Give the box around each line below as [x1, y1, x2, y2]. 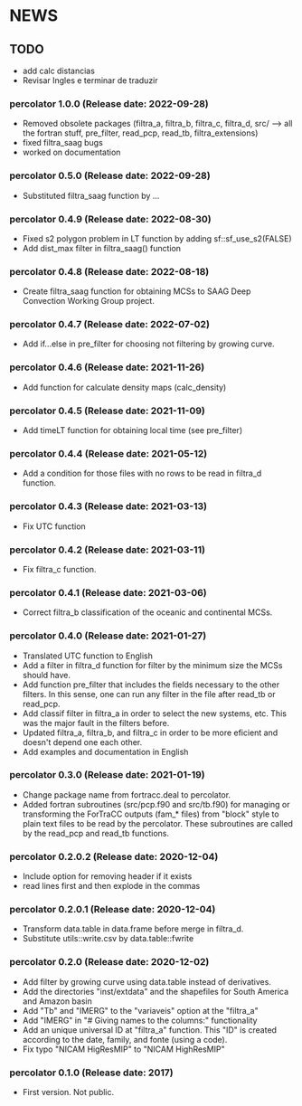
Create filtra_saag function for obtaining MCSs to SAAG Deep [22, 286, 251, 297]
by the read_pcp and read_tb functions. [22, 827, 170, 838]
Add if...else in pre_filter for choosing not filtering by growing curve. [22, 338, 275, 349]
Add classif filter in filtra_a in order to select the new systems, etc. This [22, 707, 288, 719]
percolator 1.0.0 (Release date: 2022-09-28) [9, 97, 210, 109]
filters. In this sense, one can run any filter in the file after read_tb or [22, 688, 276, 699]
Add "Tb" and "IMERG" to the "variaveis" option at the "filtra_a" [22, 1005, 260, 1016]
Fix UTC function [22, 521, 86, 532]
